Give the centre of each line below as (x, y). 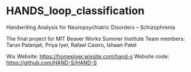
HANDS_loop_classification (75, 11)
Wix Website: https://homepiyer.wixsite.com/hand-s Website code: (88, 56)
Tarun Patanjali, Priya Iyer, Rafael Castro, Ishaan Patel (71, 45)
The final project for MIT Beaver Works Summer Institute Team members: (95, 38)
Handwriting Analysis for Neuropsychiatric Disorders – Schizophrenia (91, 27)
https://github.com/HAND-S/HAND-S (52, 63)
